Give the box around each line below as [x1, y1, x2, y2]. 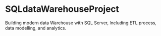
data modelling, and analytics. [5, 25, 66, 31]
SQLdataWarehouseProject [5, 3, 119, 15]
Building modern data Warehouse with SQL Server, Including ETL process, [5, 20, 157, 26]
